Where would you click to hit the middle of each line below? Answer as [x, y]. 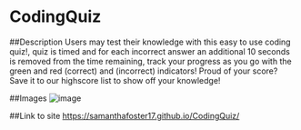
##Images [28, 98]
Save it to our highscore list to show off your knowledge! [115, 80]
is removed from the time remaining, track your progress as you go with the [151, 61]
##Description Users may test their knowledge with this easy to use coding [150, 42]
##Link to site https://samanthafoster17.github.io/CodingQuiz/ [125, 115]
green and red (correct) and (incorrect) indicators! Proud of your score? [144, 71]
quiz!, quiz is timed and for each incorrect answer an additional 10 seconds [150, 51]
